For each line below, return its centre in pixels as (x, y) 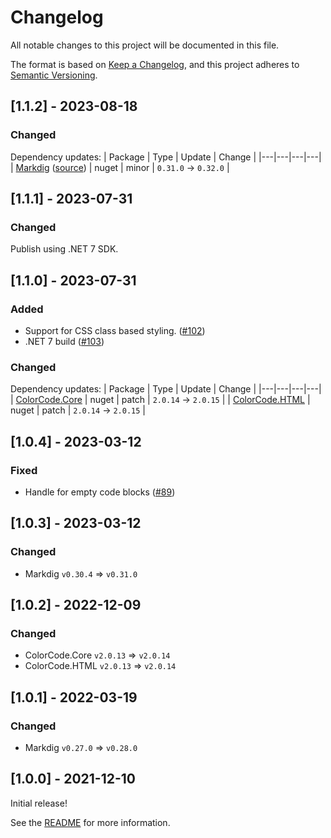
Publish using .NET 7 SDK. (64, 249)
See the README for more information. (90, 822)
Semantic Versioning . (54, 75)
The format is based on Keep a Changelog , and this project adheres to (155, 64)
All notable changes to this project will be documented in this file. (145, 45)
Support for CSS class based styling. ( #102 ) (115, 330)
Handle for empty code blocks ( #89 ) (100, 492)
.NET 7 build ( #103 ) (64, 341)
